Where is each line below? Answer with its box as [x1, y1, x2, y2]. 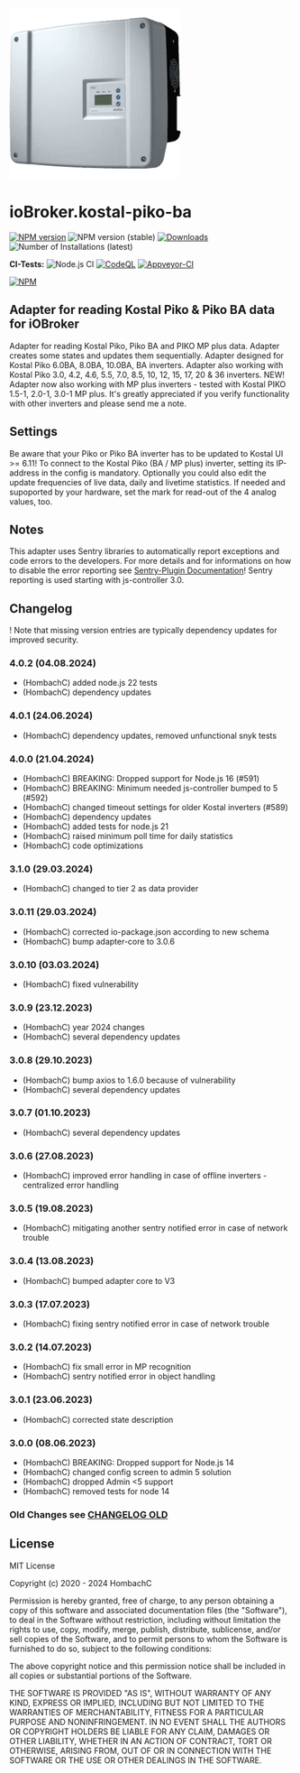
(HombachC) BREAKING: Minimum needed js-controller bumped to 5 [22, 783, 278, 794]
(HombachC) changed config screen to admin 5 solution [22, 1466, 232, 1477]
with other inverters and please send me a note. [9, 398, 187, 409]
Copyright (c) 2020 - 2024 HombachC [9, 1577, 152, 1588]
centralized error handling [22, 1180, 119, 1191]
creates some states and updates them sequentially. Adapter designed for [9, 350, 284, 361]
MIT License [9, 1560, 56, 1571]
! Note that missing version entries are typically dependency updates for [9, 625, 277, 636]
